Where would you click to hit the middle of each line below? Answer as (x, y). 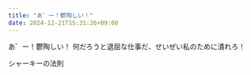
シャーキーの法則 (36, 63)
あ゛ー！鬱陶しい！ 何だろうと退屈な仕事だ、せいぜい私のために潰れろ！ (127, 46)
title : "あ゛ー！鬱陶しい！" (51, 15)
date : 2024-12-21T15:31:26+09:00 (63, 23)
